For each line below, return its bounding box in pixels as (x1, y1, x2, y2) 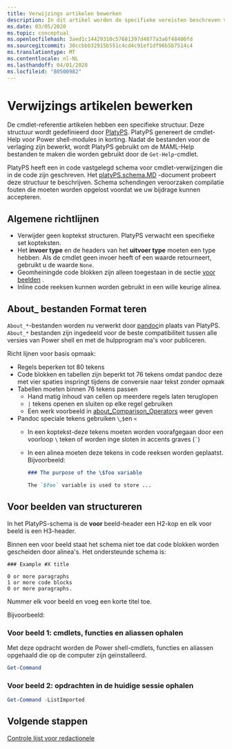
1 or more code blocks (7, 579, 72, 586)
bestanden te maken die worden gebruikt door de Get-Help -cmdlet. (7, 150, 199, 159)
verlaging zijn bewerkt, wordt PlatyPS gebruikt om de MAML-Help (7, 143, 195, 151)
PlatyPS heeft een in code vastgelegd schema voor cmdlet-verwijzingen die (7, 163, 223, 172)
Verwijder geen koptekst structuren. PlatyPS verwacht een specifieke (17, 231, 215, 240)
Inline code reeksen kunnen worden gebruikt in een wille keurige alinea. (17, 283, 222, 291)
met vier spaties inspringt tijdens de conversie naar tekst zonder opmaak (17, 378, 225, 386)
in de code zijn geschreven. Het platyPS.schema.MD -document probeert (7, 171, 216, 179)
